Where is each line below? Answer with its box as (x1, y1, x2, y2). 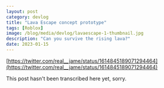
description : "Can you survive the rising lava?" (6, 36, 131, 42)
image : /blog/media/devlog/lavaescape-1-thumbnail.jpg (6, 31, 144, 36)
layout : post (6, 8, 38, 15)
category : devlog (6, 14, 49, 20)
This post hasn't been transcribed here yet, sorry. (6, 75, 127, 82)
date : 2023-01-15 (6, 42, 49, 48)
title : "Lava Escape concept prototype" (6, 19, 107, 25)
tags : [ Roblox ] (6, 25, 44, 31)
